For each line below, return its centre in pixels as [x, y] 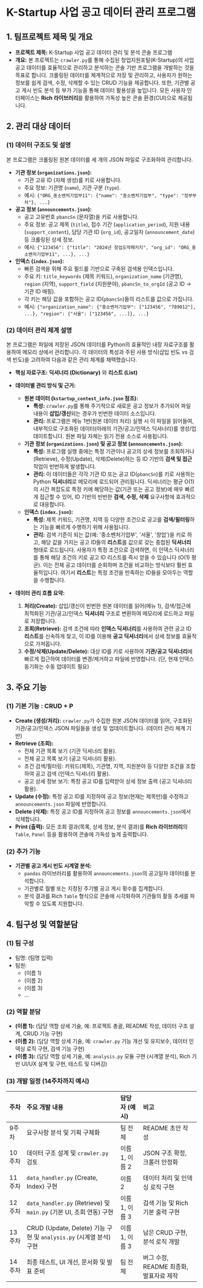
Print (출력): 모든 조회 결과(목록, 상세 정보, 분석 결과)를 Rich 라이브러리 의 [101, 826]
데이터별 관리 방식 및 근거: [45, 385]
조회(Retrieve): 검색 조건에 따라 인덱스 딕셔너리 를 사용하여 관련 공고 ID [108, 629]
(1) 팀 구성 [20, 943]
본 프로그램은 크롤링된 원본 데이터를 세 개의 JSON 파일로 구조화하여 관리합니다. [100, 159]
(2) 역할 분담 [24, 1012]
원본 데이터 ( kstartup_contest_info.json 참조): [81, 398]
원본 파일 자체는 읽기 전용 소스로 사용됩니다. [117, 436]
